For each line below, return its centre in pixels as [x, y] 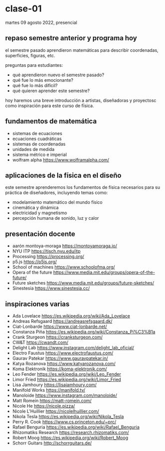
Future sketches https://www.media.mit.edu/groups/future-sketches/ [83, 283]
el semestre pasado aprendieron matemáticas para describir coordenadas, [82, 50]
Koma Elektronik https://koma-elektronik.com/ [60, 369]
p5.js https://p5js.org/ [35, 262]
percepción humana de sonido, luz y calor [56, 218]
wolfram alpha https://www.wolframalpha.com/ [61, 159]
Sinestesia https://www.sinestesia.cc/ [51, 288]
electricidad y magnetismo [40, 213]
